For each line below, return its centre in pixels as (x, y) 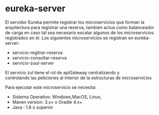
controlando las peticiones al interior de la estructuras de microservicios (78, 78)
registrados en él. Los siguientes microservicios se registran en (69, 38)
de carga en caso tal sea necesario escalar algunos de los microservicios (79, 32)
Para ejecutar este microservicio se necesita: (51, 87)
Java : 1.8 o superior (33, 107)
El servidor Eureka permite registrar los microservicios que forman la (75, 22)
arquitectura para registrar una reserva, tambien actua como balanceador (80, 27)
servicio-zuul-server (33, 63)
